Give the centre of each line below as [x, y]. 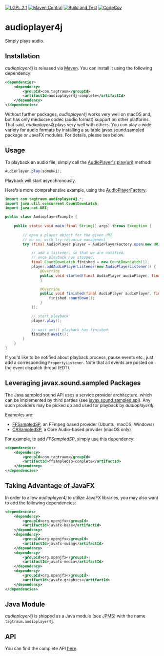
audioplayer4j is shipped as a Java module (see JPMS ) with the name [75, 616]
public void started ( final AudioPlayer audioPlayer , [95, 276]
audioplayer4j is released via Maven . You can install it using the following [79, 68]
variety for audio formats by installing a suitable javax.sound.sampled [75, 130]
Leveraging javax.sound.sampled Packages [73, 383]
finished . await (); [50, 334]
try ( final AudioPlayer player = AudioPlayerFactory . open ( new [87, 244]
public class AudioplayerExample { [41, 217]
